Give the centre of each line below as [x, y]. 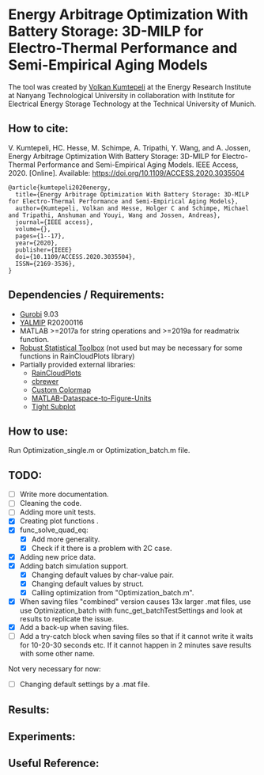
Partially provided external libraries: [77, 364]
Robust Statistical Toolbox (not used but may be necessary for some [131, 348]
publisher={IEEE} [44, 250]
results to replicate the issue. [67, 619]
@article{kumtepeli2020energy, [60, 188]
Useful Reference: [54, 764]
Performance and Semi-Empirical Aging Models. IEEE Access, [138, 165]
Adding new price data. [58, 557]
